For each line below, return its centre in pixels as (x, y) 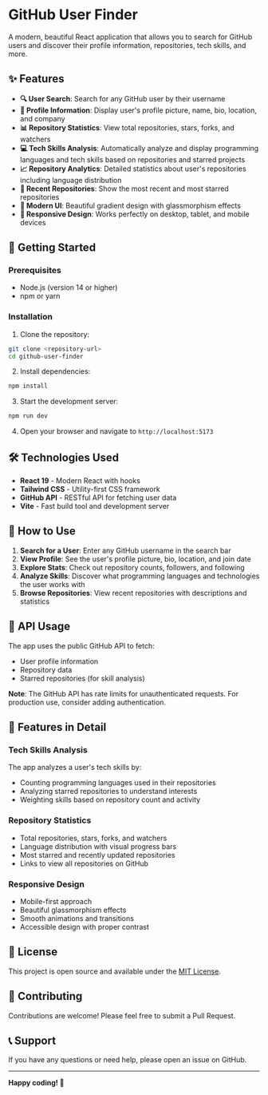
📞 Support (32, 1040)
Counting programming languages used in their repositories (118, 783)
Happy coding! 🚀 (36, 1083)
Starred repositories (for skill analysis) (82, 678)
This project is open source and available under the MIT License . (115, 971)
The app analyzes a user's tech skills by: (75, 768)
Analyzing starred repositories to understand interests (108, 791)
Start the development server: (69, 402)
